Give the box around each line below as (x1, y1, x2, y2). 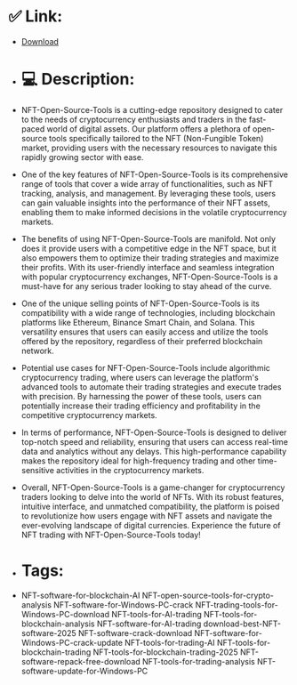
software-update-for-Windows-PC (20, 665, 148, 676)
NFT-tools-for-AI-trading (111, 608, 202, 619)
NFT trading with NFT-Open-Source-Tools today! (20, 529, 201, 540)
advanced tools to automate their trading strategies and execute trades (20, 381, 282, 392)
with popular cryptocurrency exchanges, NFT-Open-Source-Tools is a (20, 271, 278, 282)
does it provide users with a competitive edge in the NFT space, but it (20, 243, 277, 254)
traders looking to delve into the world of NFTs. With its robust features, (20, 491, 285, 502)
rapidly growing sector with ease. (20, 151, 144, 162)
